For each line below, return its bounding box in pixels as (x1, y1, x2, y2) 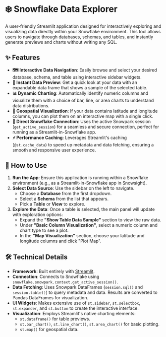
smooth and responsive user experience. (12, 147, 96, 153)
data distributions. (12, 102, 50, 109)
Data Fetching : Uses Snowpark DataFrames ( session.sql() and (12, 284, 143, 290)
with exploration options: (12, 211, 63, 217)
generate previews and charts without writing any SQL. (5, 39, 117, 45)
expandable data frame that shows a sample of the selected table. (12, 84, 148, 90)
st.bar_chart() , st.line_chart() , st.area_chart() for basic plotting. (19, 321, 160, 327)
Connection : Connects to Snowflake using (12, 273, 100, 280)
